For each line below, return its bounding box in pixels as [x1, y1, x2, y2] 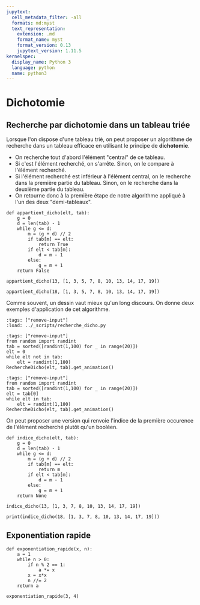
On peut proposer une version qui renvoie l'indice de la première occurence [6, 417, 194, 424]
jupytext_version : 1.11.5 [17, 48, 82, 54]
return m [38, 466, 61, 473]
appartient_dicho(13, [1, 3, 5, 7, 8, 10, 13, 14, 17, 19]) [6, 278, 160, 284]
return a [17, 583, 39, 589]
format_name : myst [17, 37, 63, 43]
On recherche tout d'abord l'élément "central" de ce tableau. [14, 154, 165, 161]
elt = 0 [6, 349, 26, 355]
